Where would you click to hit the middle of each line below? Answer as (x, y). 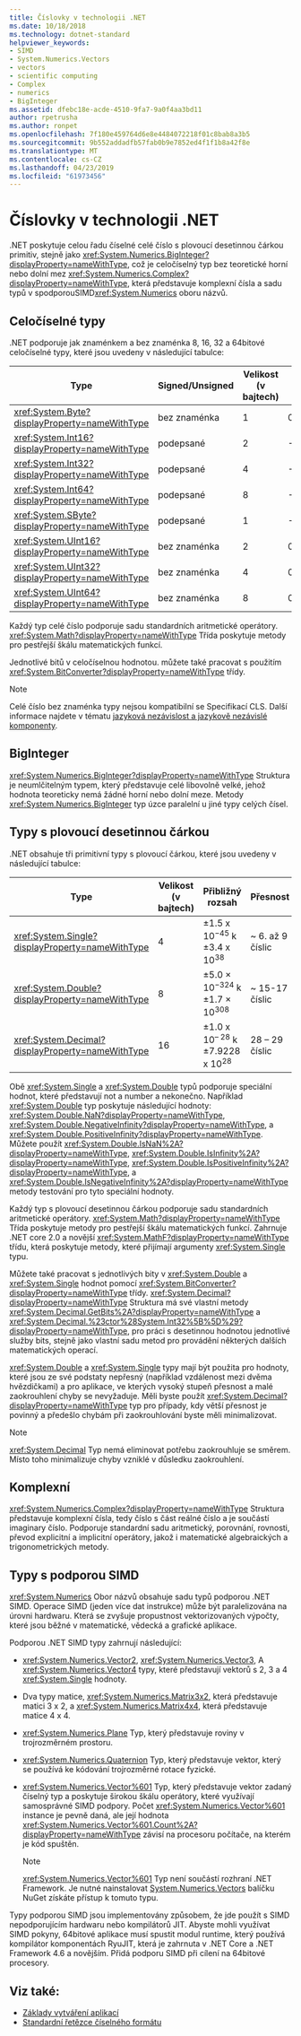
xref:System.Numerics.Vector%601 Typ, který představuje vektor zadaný (157, 1787)
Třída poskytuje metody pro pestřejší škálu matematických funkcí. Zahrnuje (148, 1227)
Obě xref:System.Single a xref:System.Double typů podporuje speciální (141, 1086)
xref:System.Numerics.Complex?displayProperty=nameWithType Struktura (147, 1509)
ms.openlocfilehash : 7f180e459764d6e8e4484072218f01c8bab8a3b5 (130, 135)
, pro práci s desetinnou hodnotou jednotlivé (209, 1331)
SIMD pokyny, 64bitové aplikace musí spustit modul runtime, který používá (147, 1935)
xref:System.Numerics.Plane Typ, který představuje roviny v (133, 1733)
